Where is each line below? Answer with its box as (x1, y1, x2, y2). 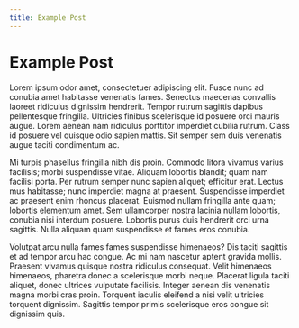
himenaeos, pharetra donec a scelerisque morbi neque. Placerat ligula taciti (9, 269, 290, 280)
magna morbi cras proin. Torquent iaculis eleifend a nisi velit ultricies (9, 289, 264, 300)
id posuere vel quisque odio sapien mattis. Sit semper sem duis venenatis (9, 130, 282, 141)
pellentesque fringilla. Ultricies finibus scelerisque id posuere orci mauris (9, 110, 280, 122)
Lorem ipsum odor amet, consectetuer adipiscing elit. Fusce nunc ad (9, 82, 264, 93)
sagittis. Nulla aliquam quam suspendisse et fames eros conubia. (9, 223, 250, 234)
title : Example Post (9, 13, 87, 23)
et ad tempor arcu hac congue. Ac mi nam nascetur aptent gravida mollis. (9, 251, 282, 261)
